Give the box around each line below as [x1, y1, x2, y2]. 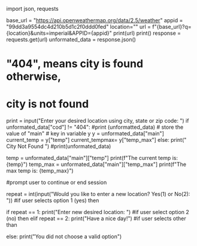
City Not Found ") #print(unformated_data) [6, 143, 111, 150]
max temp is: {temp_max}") [6, 167, 74, 174]
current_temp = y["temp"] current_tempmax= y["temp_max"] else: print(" [6, 137, 187, 144]
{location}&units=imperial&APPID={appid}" [6, 29, 112, 37]
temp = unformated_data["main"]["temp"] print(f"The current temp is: [6, 155, 178, 162]
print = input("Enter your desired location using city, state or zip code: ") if [6, 117, 189, 125]
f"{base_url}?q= [152, 23, 192, 30]
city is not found [6, 97, 89, 111]
